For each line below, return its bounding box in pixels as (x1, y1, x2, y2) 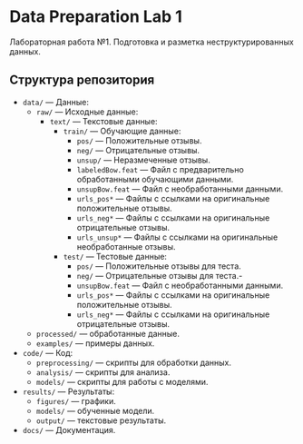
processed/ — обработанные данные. (35, 328, 180, 339)
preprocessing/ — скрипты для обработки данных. (35, 357, 232, 368)
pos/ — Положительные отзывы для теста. (76, 261, 242, 271)
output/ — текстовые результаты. (35, 415, 166, 426)
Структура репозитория (9, 73, 155, 88)
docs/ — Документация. (22, 424, 116, 435)
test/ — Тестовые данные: (63, 251, 168, 261)
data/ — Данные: (22, 96, 89, 107)
